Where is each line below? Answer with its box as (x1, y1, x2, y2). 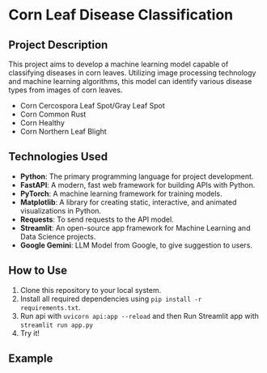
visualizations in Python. (19, 206, 102, 215)
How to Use (8, 264, 68, 278)
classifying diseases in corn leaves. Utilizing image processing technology (8, 68, 256, 78)
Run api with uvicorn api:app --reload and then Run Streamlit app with (19, 311, 259, 320)
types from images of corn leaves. (8, 85, 123, 95)
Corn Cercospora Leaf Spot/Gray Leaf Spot (19, 101, 166, 110)
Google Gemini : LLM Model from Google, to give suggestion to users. (19, 240, 253, 250)
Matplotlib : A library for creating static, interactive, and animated (19, 197, 237, 207)
